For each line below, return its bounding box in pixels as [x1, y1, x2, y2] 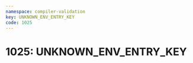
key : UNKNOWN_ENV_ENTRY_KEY [5, 14, 75, 20]
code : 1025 [5, 19, 33, 25]
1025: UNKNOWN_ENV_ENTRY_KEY [5, 45, 187, 58]
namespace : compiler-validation [5, 8, 85, 15]
